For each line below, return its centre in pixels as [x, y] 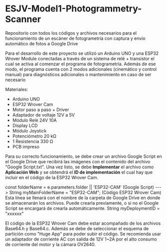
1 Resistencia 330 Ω [33, 141]
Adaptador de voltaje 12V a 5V [43, 115]
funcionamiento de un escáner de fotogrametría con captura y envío [75, 38]
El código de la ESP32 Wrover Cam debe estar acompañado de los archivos [83, 223]
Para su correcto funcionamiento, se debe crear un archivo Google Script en [83, 156]
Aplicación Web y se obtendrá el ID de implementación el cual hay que [79, 172]
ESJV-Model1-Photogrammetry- [74, 9]
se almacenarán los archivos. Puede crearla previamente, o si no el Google [82, 203]
